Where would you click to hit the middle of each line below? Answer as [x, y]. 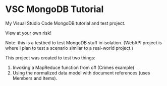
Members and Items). [35, 78]
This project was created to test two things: [50, 58]
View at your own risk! [28, 33]
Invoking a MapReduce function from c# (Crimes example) [73, 67]
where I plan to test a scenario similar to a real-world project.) [69, 48]
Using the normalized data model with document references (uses [81, 73]
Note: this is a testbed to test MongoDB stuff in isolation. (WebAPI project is [84, 42]
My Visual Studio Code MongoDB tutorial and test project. [65, 23]
